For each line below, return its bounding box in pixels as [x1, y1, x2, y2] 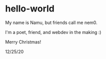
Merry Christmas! [5, 38, 41, 45]
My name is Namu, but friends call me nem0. [5, 19, 97, 25]
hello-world [5, 3, 55, 14]
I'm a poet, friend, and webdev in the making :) [5, 29, 101, 35]
